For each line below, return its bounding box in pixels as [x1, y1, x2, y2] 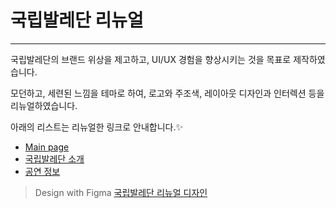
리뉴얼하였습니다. [10, 99, 78, 111]
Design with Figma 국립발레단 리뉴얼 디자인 [34, 186, 208, 198]
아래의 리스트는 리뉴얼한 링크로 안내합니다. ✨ [10, 121, 184, 133]
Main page [24, 141, 70, 153]
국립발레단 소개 [24, 152, 85, 165]
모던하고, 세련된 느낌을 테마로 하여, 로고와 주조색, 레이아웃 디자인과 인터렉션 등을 [10, 87, 325, 99]
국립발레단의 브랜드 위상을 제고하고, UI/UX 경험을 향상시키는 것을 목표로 [10, 53, 292, 65]
